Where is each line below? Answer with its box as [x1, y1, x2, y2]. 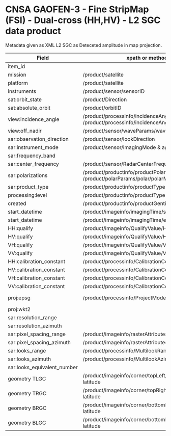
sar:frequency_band [8, 152, 56, 159]
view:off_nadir [8, 127, 42, 134]
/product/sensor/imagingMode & [82, 144, 161, 151]
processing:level [8, 191, 47, 198]
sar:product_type [8, 183, 49, 190]
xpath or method [126, 54, 168, 61]
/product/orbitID [82, 104, 122, 111]
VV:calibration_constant [8, 283, 65, 290]
